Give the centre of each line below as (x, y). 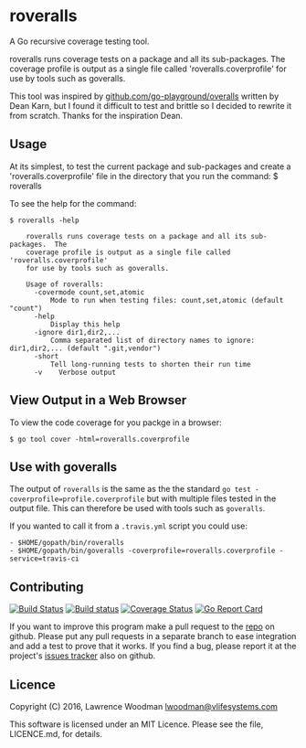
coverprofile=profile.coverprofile (77, 499)
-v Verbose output (75, 372)
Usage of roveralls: (65, 284)
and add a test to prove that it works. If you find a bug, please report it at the (153, 646)
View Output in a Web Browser (98, 400)
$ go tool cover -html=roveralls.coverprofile (100, 439)
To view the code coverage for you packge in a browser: (116, 422)
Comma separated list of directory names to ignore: (153, 340)
